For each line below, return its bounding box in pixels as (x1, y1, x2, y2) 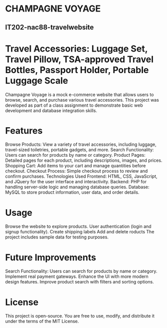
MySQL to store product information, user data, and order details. (5, 189, 140, 195)
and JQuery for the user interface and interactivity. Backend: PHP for (5, 179, 147, 185)
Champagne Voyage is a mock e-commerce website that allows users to (5, 91, 154, 98)
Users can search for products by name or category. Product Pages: (5, 152, 146, 158)
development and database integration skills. (5, 107, 97, 113)
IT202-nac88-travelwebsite (5, 23, 94, 32)
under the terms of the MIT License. (5, 318, 79, 324)
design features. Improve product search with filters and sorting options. (5, 279, 155, 285)
